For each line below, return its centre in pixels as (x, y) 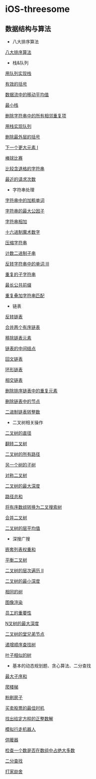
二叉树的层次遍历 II (24, 570)
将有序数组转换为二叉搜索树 (34, 507)
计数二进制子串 (20, 253)
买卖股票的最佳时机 (25, 708)
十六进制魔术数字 (23, 232)
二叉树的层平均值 (23, 528)
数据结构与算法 (28, 29)
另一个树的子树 (20, 465)
